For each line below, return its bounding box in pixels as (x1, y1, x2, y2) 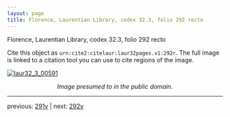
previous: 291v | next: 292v (7, 102, 84, 110)
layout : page (7, 10, 44, 17)
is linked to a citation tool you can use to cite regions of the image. (7, 55, 194, 64)
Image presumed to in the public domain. (57, 82, 173, 90)
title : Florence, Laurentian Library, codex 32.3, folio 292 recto (7, 16, 204, 23)
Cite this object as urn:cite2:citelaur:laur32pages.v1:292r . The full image (7, 49, 220, 57)
